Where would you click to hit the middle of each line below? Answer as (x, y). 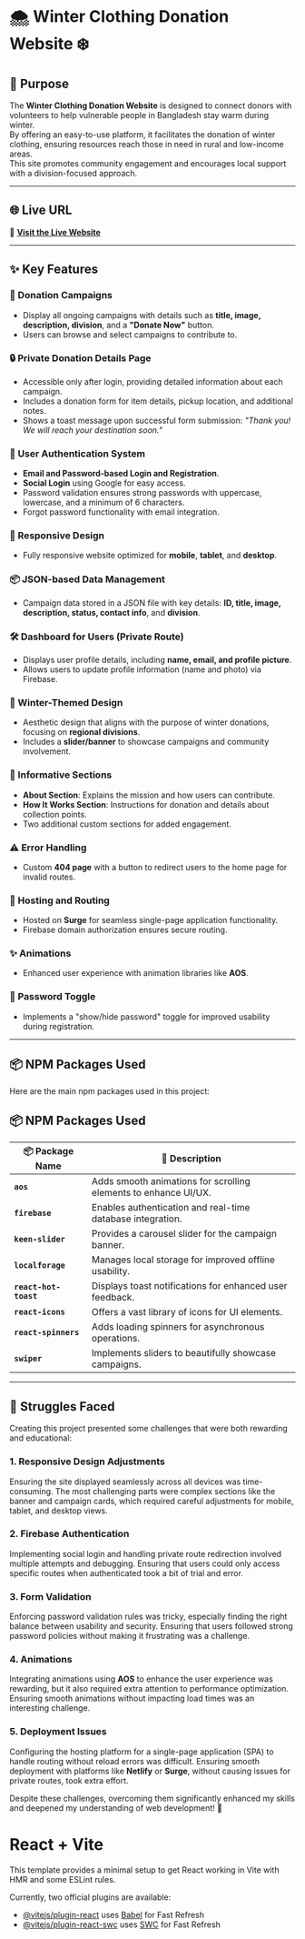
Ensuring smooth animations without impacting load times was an (132, 1698)
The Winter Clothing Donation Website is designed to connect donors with (151, 105)
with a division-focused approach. (74, 173)
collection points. (55, 814)
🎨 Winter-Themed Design (66, 702)
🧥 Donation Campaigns (61, 296)
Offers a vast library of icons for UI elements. (187, 1312)
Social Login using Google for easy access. (104, 483)
